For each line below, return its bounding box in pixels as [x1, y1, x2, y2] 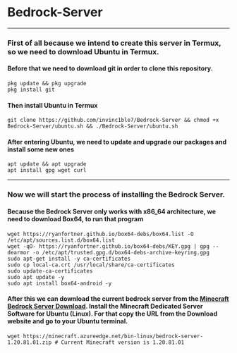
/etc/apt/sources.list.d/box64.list [7, 237, 115, 244]
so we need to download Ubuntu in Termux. [7, 47, 159, 56]
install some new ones [7, 145, 74, 154]
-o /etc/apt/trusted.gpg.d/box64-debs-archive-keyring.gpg [32, 249, 210, 256]
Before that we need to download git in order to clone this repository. [7, 64, 213, 73]
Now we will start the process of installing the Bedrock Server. [7, 190, 226, 199]
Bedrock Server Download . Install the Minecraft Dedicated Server [7, 302, 203, 311]
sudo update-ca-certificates [7, 267, 93, 275]
